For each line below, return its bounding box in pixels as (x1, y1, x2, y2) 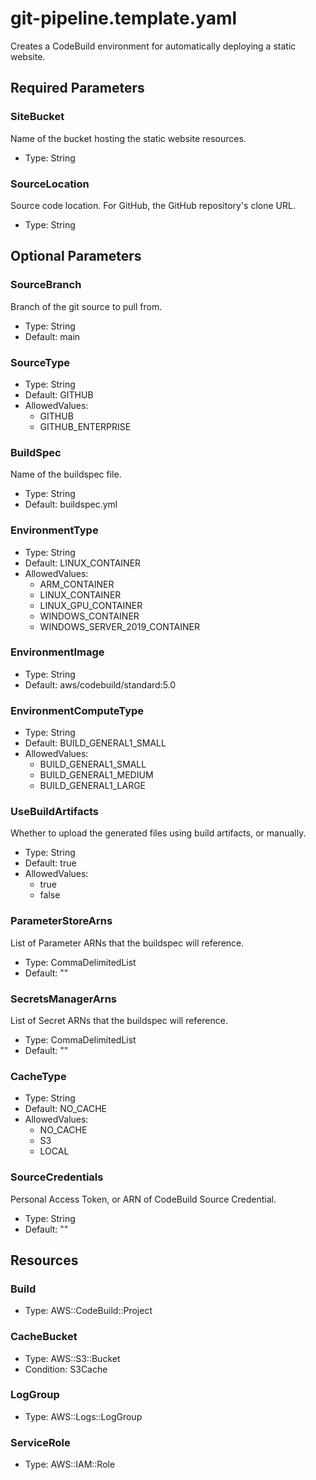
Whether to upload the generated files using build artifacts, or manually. (10, 827, 307, 839)
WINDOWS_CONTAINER (39, 610, 140, 622)
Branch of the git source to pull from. (10, 300, 163, 312)
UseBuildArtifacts (10, 805, 100, 819)
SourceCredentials (10, 1170, 104, 1184)
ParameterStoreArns (10, 914, 113, 928)
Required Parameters (10, 80, 145, 97)
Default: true (24, 857, 77, 869)
